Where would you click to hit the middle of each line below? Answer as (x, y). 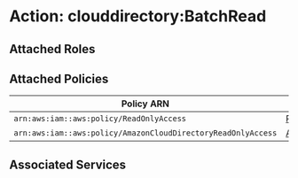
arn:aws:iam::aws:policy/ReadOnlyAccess (100, 119)
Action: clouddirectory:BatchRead (138, 16)
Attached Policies (59, 78)
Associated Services (68, 164)
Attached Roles (52, 49)
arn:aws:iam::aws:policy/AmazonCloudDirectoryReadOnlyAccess (145, 133)
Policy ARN (145, 104)
